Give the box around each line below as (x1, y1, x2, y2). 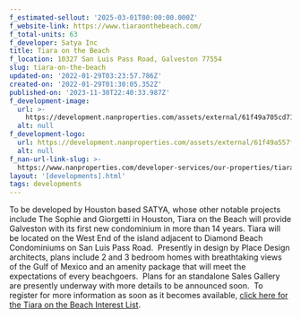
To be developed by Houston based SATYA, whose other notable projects (9, 204, 281, 215)
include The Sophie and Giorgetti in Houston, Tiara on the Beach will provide (9, 214, 292, 225)
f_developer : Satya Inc (9, 38, 99, 47)
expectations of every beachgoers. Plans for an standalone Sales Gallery (9, 271, 280, 282)
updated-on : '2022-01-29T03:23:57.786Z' (9, 72, 163, 81)
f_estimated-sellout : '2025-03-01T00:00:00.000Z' (9, 13, 199, 22)
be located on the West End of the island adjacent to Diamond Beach (9, 233, 263, 244)
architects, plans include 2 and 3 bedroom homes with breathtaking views (9, 252, 282, 262)
